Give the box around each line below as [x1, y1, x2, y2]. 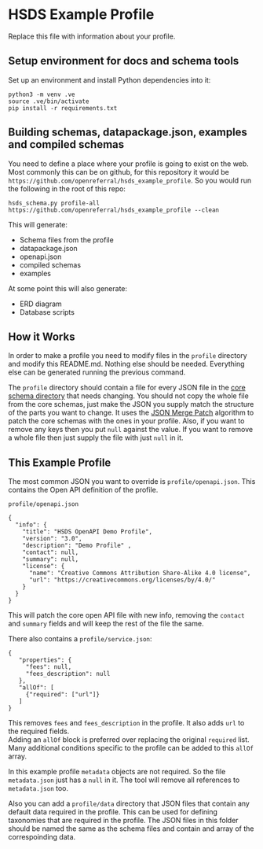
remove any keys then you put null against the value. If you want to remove [8, 425, 254, 434]
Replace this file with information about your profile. [8, 31, 176, 41]
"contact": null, [22, 548, 79, 556]
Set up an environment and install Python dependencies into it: [8, 75, 211, 84]
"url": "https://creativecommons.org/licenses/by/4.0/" [28, 576, 216, 584]
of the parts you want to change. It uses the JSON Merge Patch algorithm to [8, 408, 254, 418]
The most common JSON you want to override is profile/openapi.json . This [8, 477, 256, 486]
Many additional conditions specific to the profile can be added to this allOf [8, 744, 254, 753]
